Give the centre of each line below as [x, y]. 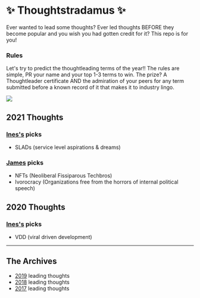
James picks [25, 163]
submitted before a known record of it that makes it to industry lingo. [90, 88]
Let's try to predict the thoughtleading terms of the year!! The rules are [93, 69]
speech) [25, 188]
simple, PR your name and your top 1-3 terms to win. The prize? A [87, 74]
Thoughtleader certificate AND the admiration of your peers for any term [95, 81]
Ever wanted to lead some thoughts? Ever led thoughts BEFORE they [90, 27]
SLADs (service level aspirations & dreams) [68, 147]
